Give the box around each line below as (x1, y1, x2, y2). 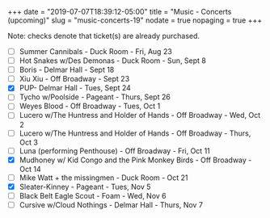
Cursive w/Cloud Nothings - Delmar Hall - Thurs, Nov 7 (19, 199, 204, 209)
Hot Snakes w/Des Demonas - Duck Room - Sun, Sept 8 (19, 56, 207, 65)
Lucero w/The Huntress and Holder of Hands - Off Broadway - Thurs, (19, 128, 251, 138)
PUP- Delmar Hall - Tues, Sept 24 (19, 83, 131, 93)
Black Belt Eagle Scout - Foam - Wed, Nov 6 (19, 191, 167, 200)
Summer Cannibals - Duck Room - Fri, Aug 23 (19, 47, 173, 56)
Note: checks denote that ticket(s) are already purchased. (7, 31, 200, 40)
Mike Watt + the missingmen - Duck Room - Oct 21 (19, 173, 188, 182)
